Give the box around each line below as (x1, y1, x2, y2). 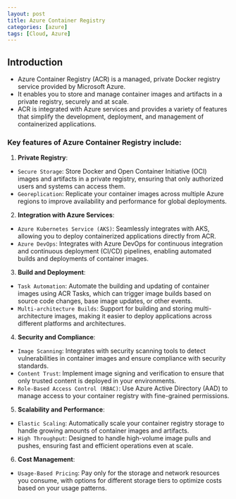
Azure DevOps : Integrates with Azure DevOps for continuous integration (17, 239, 223, 248)
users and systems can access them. (17, 182, 125, 191)
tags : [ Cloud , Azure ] (7, 30, 71, 37)
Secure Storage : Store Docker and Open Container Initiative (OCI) (17, 167, 207, 176)
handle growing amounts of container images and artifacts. (17, 426, 190, 435)
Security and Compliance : (17, 333, 96, 342)
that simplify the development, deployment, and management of (17, 112, 204, 121)
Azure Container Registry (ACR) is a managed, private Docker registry (17, 75, 221, 83)
